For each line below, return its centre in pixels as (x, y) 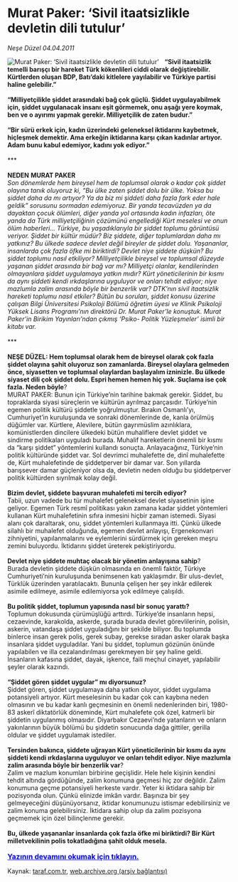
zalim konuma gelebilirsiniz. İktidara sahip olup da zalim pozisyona (104, 810)
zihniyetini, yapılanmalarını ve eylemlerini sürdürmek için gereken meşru (113, 538)
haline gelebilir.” (32, 84)
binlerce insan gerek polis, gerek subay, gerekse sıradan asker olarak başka (118, 636)
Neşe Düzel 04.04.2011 (41, 48)
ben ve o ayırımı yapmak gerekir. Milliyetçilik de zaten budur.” (100, 115)
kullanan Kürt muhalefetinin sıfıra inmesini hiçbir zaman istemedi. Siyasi (112, 515)
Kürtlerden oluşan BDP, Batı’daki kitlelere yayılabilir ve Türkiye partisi (112, 77)
